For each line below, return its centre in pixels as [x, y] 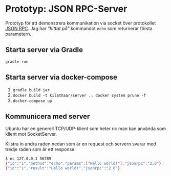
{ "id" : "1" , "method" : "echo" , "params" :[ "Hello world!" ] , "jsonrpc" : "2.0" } [83, 164]
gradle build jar [31, 90]
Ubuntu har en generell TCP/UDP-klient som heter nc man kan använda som [86, 129]
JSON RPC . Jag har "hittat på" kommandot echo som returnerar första [79, 28]
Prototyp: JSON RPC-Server [66, 9]
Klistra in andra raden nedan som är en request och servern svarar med [81, 144]
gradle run [17, 62]
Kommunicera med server [48, 116]
